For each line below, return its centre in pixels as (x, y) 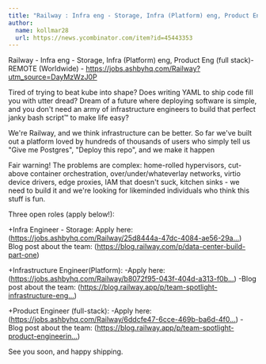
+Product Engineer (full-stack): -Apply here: (80, 311)
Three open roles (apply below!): (61, 214)
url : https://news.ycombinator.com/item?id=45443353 (104, 38)
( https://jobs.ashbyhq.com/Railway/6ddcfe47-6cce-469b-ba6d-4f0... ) (123, 320)
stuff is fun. (27, 199)
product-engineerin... (43, 336)
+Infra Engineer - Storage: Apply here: (70, 230)
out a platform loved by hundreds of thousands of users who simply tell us (129, 142)
